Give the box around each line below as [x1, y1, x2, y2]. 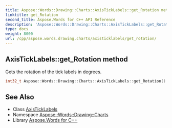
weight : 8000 [5, 31, 33, 36]
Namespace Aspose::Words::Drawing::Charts [12, 112, 109, 118]
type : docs [5, 27, 29, 32]
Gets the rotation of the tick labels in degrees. [5, 69, 102, 75]
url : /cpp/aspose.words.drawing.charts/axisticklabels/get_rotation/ [5, 36, 157, 41]
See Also [5, 93, 34, 101]
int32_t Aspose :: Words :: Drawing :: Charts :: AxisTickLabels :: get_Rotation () [5, 78, 166, 83]
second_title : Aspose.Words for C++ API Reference [5, 17, 116, 22]
